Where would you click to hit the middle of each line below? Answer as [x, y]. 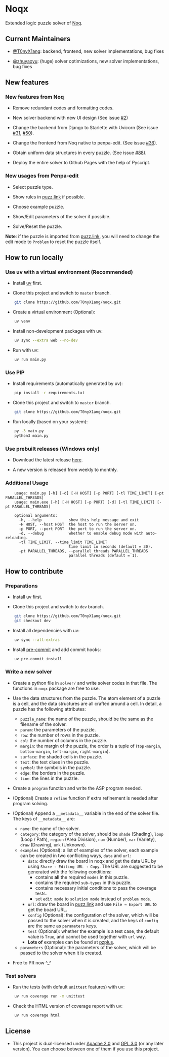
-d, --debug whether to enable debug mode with [81, 534]
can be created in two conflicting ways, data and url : [76, 856]
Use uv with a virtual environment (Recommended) [69, 272]
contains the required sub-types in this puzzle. [83, 883]
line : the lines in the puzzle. [50, 778]
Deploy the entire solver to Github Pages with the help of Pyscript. [81, 163]
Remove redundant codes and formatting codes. [63, 108]
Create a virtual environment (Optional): [54, 312]
